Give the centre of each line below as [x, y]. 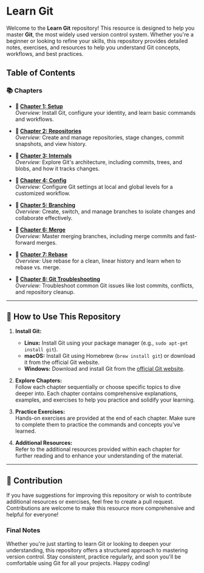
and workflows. [34, 119]
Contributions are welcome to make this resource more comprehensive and [101, 508]
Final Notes [23, 530]
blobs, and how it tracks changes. [57, 168]
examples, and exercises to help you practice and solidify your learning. [105, 400]
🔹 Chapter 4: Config [41, 180]
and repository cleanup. [45, 292]
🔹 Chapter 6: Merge [40, 230]
